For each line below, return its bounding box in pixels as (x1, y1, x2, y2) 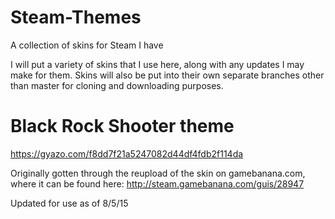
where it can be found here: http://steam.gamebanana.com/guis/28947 (10, 177, 305, 190)
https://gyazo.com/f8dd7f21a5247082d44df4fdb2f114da (10, 147, 244, 160)
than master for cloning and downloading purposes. (10, 79, 224, 91)
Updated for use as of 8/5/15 (10, 197, 129, 209)
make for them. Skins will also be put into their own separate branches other (10, 69, 325, 81)
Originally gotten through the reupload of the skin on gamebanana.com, (10, 167, 306, 179)
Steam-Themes (10, 6, 142, 29)
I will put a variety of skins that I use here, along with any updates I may (10, 58, 305, 70)
